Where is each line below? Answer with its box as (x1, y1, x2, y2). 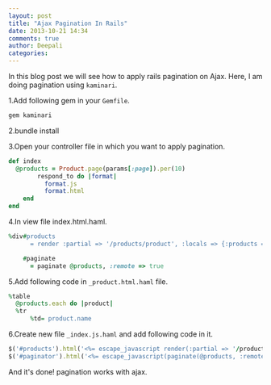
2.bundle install (8, 126, 60, 136)
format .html (44, 187, 85, 195)
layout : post (8, 11, 52, 20)
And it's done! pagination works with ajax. (8, 366, 148, 376)
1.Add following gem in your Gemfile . (8, 96, 131, 105)
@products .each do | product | (15, 299, 114, 308)
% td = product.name (29, 315, 92, 323)
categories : (8, 49, 48, 57)
